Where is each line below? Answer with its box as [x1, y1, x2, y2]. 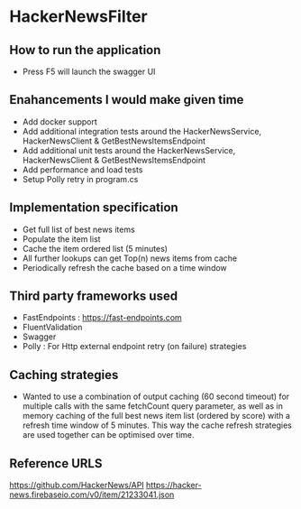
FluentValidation [22, 322, 83, 333]
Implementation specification [9, 200, 178, 216]
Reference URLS [9, 456, 103, 471]
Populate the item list [22, 233, 101, 245]
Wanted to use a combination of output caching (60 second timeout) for [22, 391, 290, 403]
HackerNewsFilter [9, 6, 148, 27]
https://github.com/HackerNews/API [9, 480, 144, 491]
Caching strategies [9, 367, 119, 383]
